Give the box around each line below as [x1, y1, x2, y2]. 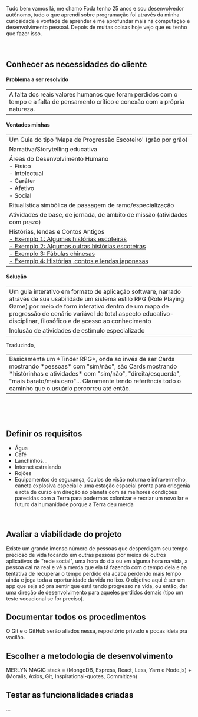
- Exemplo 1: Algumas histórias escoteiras [9, 235, 127, 243]
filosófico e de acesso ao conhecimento [40, 317, 151, 325]
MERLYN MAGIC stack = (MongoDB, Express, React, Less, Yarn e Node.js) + [6, 666, 192, 673]
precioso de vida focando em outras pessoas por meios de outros [6, 551, 166, 558]
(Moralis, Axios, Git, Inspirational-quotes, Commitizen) [6, 673, 137, 680]
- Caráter [9, 177, 35, 185]
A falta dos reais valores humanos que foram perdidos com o [9, 90, 178, 98]
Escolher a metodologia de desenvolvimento [6, 650, 173, 661]
